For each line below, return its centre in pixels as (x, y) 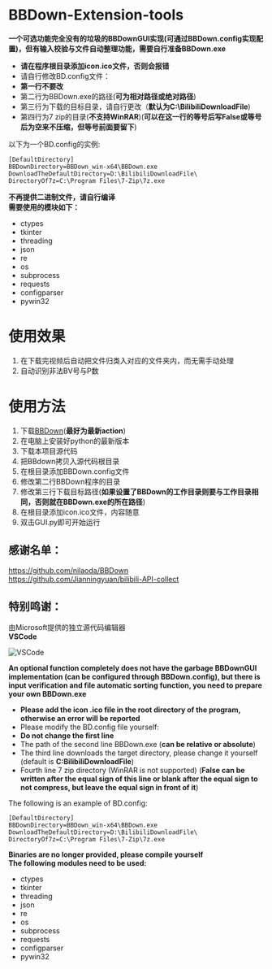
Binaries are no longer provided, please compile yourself (106, 854)
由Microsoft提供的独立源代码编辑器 (67, 628)
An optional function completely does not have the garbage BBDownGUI (133, 668)
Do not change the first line (67, 736)
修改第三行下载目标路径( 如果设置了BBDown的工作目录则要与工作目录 (136, 491)
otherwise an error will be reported (80, 719)
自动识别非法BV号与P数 (59, 371)
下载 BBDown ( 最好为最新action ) (73, 430)
